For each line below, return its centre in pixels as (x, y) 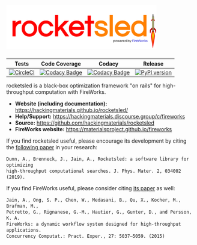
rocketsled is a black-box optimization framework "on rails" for (83, 85)
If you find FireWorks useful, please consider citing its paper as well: (91, 188)
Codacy (109, 64)
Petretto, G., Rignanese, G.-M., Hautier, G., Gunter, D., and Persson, (99, 212)
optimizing (20, 165)
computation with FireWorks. (71, 92)
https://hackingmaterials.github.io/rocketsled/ (71, 110)
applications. (24, 231)
